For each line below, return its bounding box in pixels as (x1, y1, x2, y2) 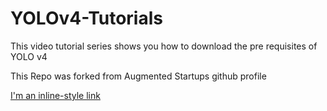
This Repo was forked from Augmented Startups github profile (10, 70, 267, 82)
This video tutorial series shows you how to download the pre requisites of (10, 40, 318, 52)
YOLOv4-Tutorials (10, 7, 163, 30)
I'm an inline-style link (10, 89, 101, 101)
